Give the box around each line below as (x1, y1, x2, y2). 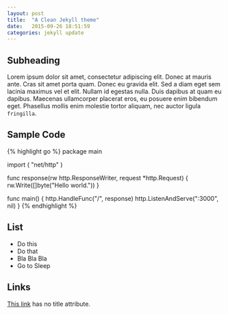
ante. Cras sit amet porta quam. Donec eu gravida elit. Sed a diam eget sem (7, 80, 220, 88)
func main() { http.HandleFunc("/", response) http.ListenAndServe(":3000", (7, 194, 219, 202)
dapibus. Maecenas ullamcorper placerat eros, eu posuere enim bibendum (7, 95, 218, 103)
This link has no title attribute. (7, 300, 91, 308)
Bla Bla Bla (16, 254, 47, 263)
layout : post (7, 10, 45, 17)
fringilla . (7, 109, 37, 117)
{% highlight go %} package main (7, 147, 103, 155)
